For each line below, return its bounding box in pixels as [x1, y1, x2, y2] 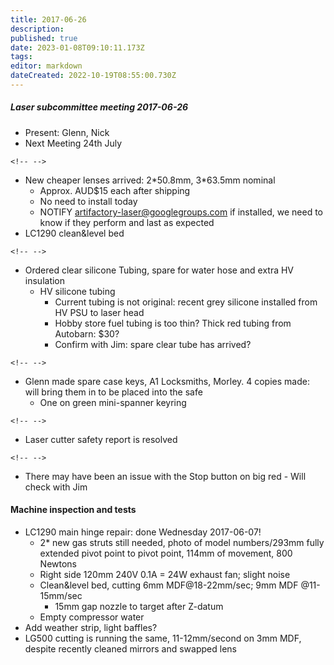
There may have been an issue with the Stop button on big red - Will [24, 470, 307, 482]
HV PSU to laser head [54, 306, 145, 318]
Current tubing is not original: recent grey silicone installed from [54, 296, 318, 308]
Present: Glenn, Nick [24, 126, 110, 138]
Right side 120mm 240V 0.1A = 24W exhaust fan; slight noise [39, 569, 291, 581]
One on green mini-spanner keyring [39, 396, 187, 408]
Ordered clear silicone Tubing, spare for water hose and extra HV [24, 264, 295, 276]
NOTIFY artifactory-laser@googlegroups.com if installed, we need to [39, 206, 323, 218]
